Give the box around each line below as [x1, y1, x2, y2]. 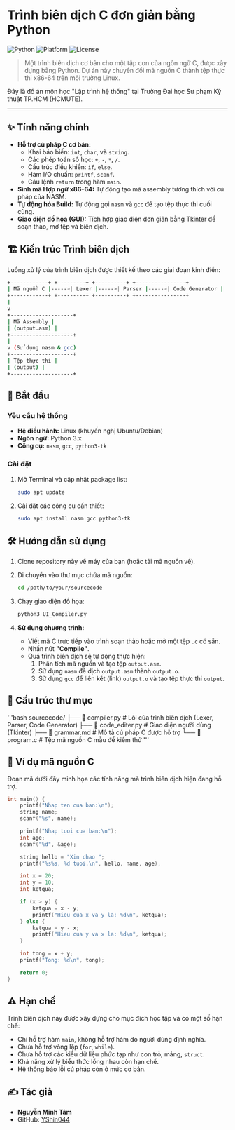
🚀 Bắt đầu [7, 390, 50, 402]
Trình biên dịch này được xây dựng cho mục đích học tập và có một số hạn [7, 1014, 223, 1022]
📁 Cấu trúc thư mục [7, 694, 93, 706]
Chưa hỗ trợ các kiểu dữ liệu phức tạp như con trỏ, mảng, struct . [17, 1049, 205, 1058]
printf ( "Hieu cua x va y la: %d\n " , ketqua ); [32, 911, 168, 918]
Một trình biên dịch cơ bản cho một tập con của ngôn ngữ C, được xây [24, 58, 227, 67]
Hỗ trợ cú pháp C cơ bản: [17, 140, 91, 149]
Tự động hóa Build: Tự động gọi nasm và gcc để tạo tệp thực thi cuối [17, 200, 212, 208]
